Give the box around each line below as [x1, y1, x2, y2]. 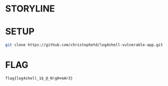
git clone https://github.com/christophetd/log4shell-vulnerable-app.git [5, 42, 163, 47]
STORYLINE [5, 3, 55, 14]
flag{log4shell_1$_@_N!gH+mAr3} [5, 75, 73, 80]
